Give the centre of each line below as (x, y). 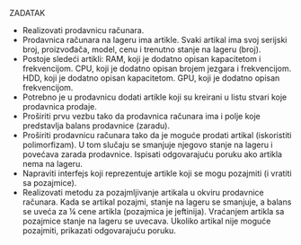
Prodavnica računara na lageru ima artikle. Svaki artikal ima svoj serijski (155, 40)
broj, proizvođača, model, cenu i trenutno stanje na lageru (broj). (142, 49)
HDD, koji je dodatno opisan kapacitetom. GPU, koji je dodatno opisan (151, 78)
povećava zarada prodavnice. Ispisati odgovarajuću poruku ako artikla (152, 154)
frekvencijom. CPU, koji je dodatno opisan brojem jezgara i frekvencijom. (157, 68)
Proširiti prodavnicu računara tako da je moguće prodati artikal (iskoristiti (157, 135)
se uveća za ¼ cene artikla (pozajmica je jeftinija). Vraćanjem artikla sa (153, 211)
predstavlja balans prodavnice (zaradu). (96, 126)
